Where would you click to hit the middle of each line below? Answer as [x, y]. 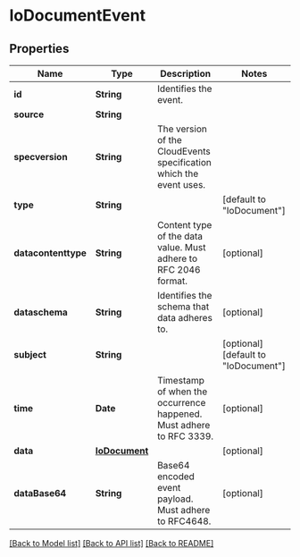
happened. [180, 414]
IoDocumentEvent [77, 16]
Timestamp [181, 380]
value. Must [182, 247]
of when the [183, 392]
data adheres [185, 318]
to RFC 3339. [186, 436]
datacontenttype [50, 253]
